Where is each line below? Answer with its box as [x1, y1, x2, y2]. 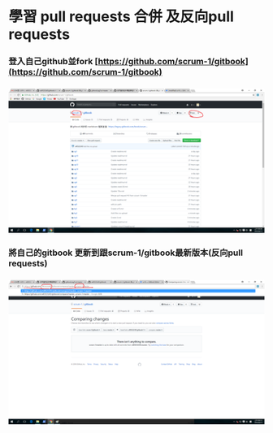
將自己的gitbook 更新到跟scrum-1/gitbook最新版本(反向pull [8, 247, 244, 258]
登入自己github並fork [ [8, 56, 99, 67]
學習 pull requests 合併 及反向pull [8, 7, 234, 26]
